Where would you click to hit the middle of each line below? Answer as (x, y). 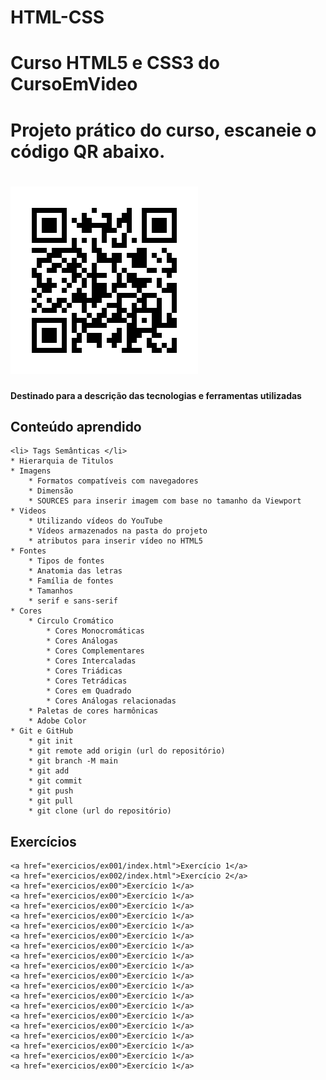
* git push (51, 791)
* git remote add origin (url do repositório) (127, 751)
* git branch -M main (73, 761)
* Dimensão (51, 491)
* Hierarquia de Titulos (62, 461)
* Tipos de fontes (66, 561)
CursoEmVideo (74, 84)
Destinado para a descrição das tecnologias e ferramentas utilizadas (156, 395)
